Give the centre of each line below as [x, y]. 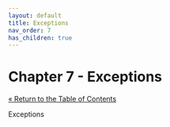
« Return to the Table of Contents [62, 99]
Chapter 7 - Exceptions [85, 77]
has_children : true [40, 38]
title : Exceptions [38, 23]
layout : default [35, 15]
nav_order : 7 [30, 30]
